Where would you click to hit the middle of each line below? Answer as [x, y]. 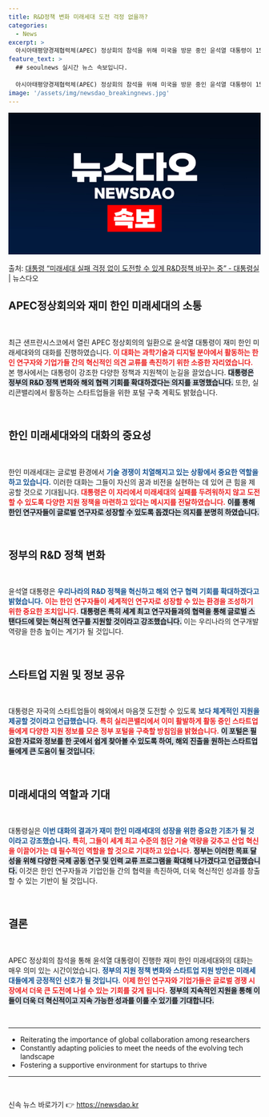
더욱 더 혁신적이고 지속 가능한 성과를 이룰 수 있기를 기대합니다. [118, 1000]
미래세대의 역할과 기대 [59, 794]
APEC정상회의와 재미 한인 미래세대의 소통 [105, 306]
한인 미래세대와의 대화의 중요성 [80, 436]
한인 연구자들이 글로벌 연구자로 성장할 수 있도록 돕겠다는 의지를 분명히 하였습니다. [134, 512]
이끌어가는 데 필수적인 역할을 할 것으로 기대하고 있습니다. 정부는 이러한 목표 [132, 851]
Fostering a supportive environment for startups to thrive [113, 1065]
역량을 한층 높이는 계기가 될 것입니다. [66, 631]
